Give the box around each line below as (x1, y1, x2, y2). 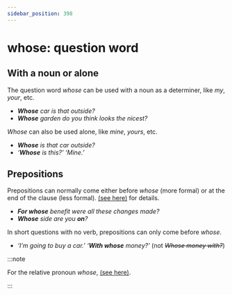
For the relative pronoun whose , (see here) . (7, 268, 131, 277)
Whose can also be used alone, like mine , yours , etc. (7, 127, 158, 136)
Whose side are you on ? (17, 215, 88, 223)
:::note (7, 255, 26, 263)
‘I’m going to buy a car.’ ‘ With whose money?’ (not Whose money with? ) (17, 242, 226, 250)
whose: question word (7, 39, 139, 55)
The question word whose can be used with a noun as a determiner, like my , (7, 86, 226, 94)
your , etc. (7, 93, 35, 101)
